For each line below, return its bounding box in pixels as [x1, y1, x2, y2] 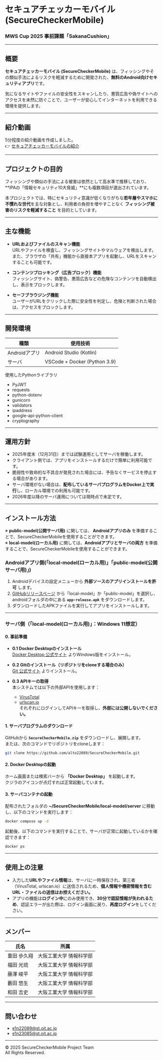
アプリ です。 [21, 81, 47, 86]
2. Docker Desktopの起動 [5, 762, 56, 768]
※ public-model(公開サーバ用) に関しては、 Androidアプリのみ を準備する [5, 528, 154, 534]
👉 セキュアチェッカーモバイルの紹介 [5, 143, 80, 149]
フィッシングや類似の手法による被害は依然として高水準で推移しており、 [5, 178, 149, 184]
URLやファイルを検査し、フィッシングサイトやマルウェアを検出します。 [12, 247, 156, 253]
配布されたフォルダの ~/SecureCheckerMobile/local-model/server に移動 [5, 803, 155, 809]
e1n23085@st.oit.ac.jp [12, 1030, 57, 1037]
